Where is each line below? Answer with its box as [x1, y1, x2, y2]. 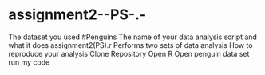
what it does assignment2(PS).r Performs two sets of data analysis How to [8, 40, 253, 49]
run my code [8, 57, 50, 67]
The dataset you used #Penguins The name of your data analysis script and [8, 32, 258, 41]
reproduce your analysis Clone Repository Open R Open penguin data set [8, 49, 250, 58]
